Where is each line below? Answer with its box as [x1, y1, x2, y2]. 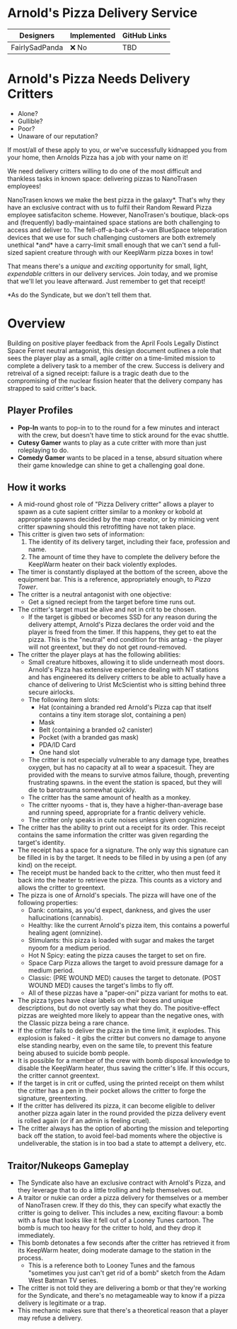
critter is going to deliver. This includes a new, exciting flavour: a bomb [17, 1209, 224, 1217]
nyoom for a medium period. [28, 943, 111, 953]
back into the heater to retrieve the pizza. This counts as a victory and [17, 876, 222, 885]
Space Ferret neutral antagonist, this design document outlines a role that [7, 346, 221, 355]
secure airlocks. [28, 688, 76, 696]
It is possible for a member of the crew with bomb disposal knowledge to [17, 1057, 231, 1065]
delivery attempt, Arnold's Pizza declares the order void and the [28, 621, 214, 629]
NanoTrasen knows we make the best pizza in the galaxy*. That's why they [7, 195, 225, 204]
